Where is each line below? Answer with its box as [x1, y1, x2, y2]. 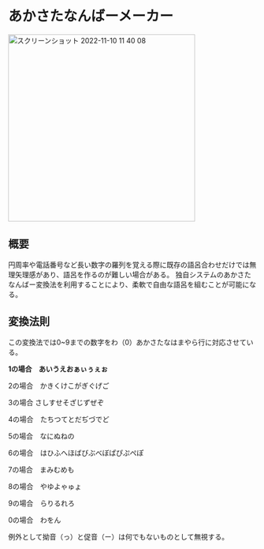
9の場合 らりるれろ [8, 498, 75, 508]
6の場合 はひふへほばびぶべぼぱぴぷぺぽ [8, 448, 144, 457]
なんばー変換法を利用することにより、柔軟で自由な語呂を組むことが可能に [8, 280, 250, 289]
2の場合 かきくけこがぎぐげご [8, 381, 110, 390]
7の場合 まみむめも [8, 464, 75, 474]
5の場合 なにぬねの [8, 431, 75, 441]
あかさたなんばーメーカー [8, 7, 173, 25]
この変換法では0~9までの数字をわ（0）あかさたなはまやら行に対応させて [8, 337, 247, 347]
